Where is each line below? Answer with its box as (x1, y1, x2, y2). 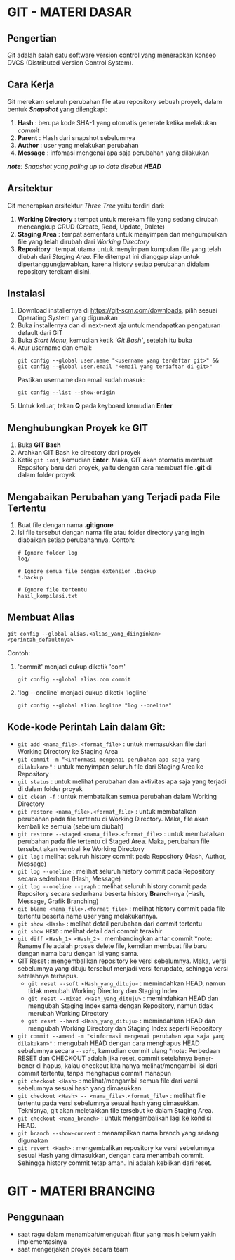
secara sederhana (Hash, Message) (17, 874, 121, 883)
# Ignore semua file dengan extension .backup (17, 568, 156, 575)
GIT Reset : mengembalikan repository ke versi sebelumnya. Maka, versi (17, 957, 227, 965)
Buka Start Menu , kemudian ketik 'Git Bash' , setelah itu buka (17, 336, 193, 345)
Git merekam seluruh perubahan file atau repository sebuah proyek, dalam (7, 97, 222, 106)
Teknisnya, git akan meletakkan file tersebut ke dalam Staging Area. (17, 1106, 214, 1114)
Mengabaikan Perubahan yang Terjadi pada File (7, 491, 220, 503)
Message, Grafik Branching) (17, 897, 99, 905)
